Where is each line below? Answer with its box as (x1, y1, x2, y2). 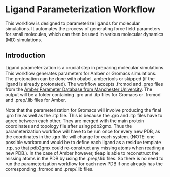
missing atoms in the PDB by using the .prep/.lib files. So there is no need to (5, 155, 164, 161)
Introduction (5, 51, 46, 60)
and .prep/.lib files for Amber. (5, 97, 66, 103)
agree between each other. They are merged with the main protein (5, 118, 144, 124)
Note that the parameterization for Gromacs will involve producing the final (5, 107, 161, 113)
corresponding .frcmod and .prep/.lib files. (5, 166, 94, 172)
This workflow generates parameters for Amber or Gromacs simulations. (5, 70, 157, 76)
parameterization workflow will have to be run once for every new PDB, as (5, 128, 161, 134)
